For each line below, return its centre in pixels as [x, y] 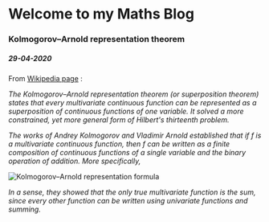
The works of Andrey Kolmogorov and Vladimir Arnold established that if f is [135, 136]
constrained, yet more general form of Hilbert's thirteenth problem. [119, 120]
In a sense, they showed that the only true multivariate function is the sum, [132, 192]
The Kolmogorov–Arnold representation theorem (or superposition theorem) [134, 94]
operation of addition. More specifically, [75, 161]
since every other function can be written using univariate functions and [128, 201]
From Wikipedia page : [45, 79]
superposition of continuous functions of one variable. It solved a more [126, 111]
